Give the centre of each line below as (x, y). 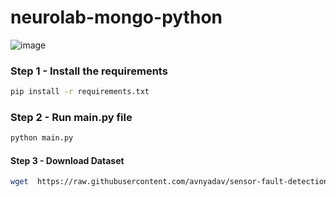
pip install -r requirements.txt (80, 92)
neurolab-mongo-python (116, 17)
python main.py (42, 138)
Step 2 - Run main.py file (71, 118)
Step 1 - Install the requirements (89, 71)
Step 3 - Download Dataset (67, 160)
